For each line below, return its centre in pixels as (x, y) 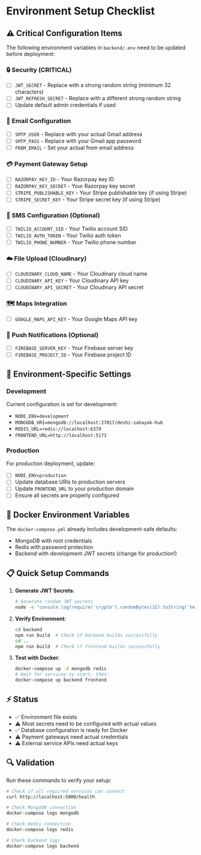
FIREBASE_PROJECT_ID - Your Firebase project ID (73, 355)
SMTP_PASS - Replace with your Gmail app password (78, 141)
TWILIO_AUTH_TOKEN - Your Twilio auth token (68, 235)
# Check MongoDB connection (41, 808)
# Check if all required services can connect (65, 791)
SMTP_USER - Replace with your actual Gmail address (79, 134)
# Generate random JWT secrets (54, 602)
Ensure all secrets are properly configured (67, 496)
